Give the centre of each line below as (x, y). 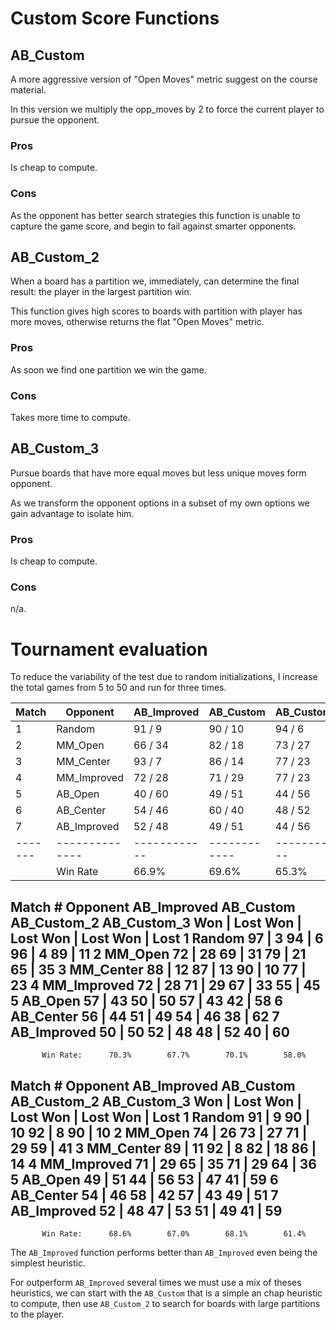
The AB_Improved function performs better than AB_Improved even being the (164, 1252)
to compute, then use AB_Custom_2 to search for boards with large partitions (165, 1303)
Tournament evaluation (109, 649)
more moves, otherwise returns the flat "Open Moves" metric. (137, 322)
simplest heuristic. (48, 1263)
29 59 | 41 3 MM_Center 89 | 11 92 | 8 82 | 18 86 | (163, 1148)
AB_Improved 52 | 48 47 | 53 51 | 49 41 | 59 (146, 1210)
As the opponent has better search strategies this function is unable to (155, 215)
